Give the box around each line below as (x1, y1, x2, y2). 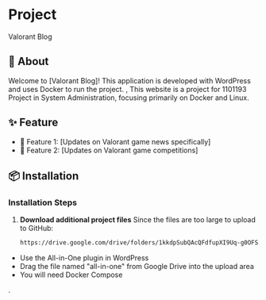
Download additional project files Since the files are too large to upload (19, 215, 256, 225)
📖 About (8, 55, 49, 68)
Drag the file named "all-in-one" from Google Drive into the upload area (19, 262, 254, 271)
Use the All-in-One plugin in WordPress (19, 253, 149, 263)
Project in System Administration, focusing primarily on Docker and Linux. (8, 93, 249, 102)
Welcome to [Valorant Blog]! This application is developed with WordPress (8, 75, 252, 85)
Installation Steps (8, 197, 78, 208)
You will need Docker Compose (19, 270, 123, 279)
